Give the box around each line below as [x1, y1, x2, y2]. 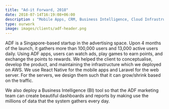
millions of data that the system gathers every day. [5, 98, 110, 104]
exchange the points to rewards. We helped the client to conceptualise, [5, 56, 152, 62]
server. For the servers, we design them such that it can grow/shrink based [5, 72, 161, 78]
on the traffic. [5, 78, 34, 84]
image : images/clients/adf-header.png [5, 26, 87, 31]
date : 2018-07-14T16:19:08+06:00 [5, 12, 75, 17]
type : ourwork [5, 21, 35, 27]
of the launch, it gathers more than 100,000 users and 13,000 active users [5, 45, 158, 51]
